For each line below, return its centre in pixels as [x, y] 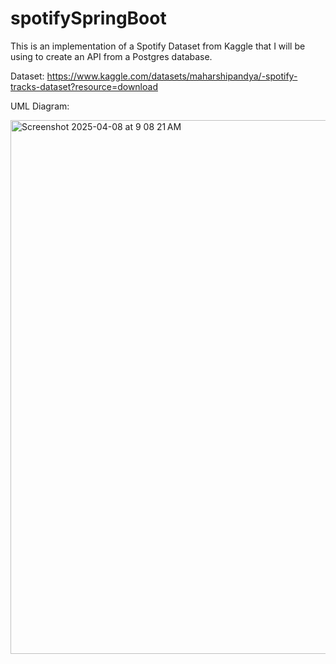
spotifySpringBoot [88, 18]
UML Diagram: [40, 106]
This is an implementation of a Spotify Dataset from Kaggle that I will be [158, 46]
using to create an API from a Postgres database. [111, 56]
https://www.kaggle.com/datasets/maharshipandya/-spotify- [172, 76]
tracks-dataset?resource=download [84, 86]
